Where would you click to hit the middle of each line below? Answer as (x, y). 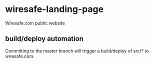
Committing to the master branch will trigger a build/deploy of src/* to (77, 50)
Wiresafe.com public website (35, 23)
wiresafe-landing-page (54, 9)
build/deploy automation (44, 39)
